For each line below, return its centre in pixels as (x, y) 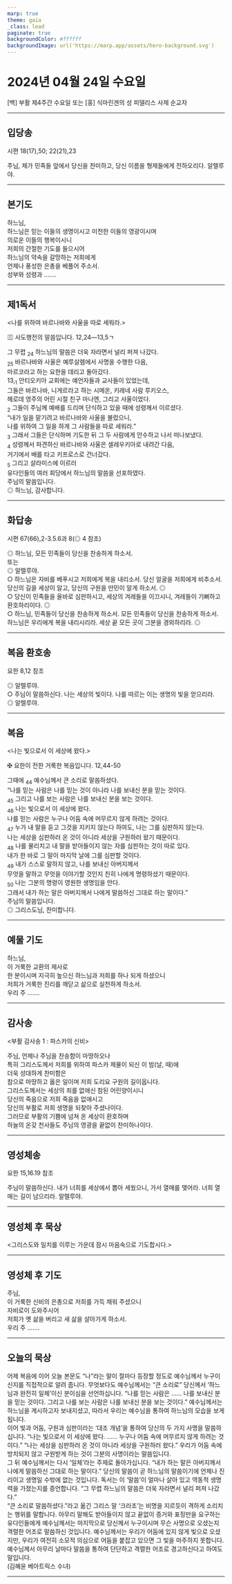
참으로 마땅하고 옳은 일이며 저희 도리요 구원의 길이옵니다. (84, 1081)
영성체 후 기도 (35, 1275)
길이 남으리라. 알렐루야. (51, 1196)
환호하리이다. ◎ (29, 605)
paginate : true (29, 33)
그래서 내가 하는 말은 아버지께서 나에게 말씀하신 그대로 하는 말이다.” (98, 892)
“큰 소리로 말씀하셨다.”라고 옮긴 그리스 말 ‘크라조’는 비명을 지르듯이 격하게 (106, 1505)
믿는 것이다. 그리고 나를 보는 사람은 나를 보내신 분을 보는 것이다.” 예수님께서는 (118, 1401)
